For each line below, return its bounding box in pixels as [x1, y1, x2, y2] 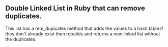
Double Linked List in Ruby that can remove [5, 4, 146, 13]
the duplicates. [5, 36, 37, 42]
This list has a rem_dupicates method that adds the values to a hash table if [5, 25, 163, 31]
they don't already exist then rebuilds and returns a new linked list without [5, 30, 160, 37]
